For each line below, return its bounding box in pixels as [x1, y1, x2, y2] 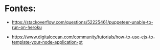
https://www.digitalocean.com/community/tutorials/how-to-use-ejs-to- [11, 34, 155, 40]
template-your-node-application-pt [11, 39, 83, 45]
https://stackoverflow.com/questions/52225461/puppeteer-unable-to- [11, 19, 154, 25]
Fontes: [4, 3, 36, 14]
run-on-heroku [11, 24, 42, 30]
